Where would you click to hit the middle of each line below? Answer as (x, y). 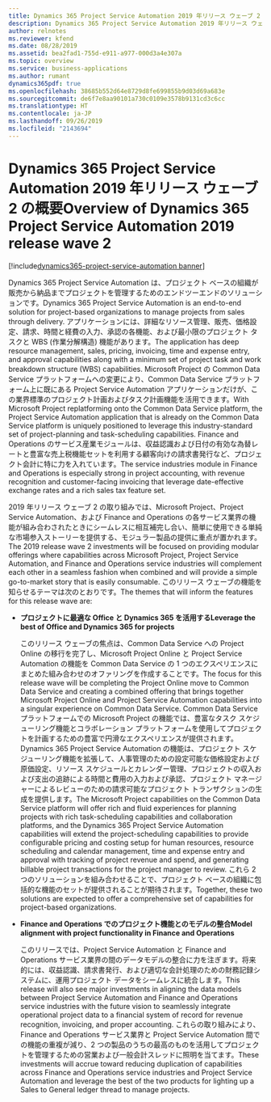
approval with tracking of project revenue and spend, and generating (134, 859)
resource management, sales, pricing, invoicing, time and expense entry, (129, 350)
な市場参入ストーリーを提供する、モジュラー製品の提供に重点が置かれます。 (135, 537)
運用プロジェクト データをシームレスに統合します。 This (148, 980)
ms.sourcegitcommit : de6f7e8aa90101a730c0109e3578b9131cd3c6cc (117, 99)
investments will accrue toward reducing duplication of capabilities (131, 1063)
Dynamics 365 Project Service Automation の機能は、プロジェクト (130, 748)
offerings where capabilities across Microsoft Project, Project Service (124, 555)
